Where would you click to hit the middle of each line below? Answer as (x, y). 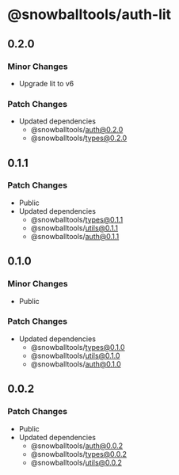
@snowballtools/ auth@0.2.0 (77, 130)
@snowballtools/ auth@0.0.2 (77, 446)
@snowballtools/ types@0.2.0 (79, 138)
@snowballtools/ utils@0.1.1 (74, 228)
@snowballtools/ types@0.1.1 (77, 219)
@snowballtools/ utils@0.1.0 (75, 355)
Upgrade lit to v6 (46, 83)
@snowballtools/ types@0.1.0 (78, 347)
